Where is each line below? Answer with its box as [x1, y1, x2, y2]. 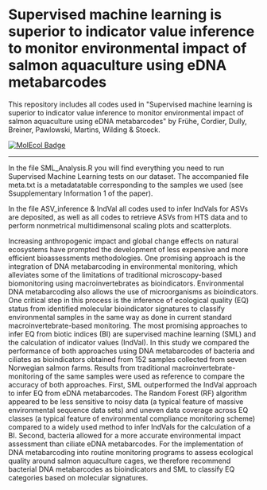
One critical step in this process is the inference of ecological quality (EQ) [8, 295, 250, 305]
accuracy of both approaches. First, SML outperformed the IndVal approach [8, 379, 257, 389]
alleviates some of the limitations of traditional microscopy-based [8, 270, 222, 279]
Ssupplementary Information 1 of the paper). [8, 189, 153, 198]
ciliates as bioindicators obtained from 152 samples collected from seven [8, 354, 247, 364]
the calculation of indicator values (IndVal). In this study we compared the [8, 337, 250, 347]
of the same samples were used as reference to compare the [44, 371, 245, 381]
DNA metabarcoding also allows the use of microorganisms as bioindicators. [8, 286, 259, 296]
